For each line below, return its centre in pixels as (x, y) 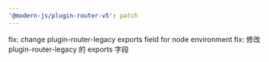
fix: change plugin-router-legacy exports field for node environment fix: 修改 (134, 39)
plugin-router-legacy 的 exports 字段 (69, 49)
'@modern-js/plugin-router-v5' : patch (73, 15)
